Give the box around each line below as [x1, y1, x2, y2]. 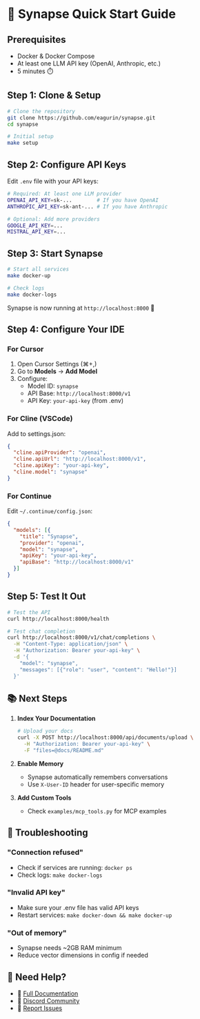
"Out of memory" [7, 928, 67, 938]
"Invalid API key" [7, 888, 66, 898]
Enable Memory [17, 759, 64, 768]
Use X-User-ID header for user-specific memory [27, 780, 165, 789]
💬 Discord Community [17, 996, 80, 1005]
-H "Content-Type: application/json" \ [13, 641, 128, 648]
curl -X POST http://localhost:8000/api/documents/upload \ [17, 734, 194, 741]
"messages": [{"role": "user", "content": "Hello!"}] [19, 666, 177, 673]
